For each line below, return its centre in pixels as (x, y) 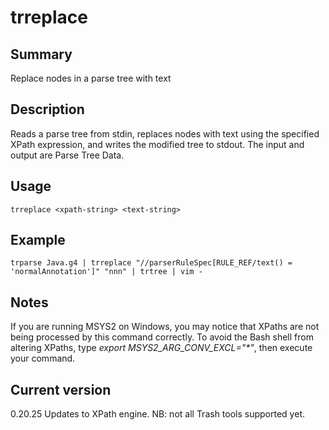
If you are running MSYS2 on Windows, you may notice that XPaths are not (165, 327)
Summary (41, 54)
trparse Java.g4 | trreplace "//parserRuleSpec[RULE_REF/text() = (151, 263)
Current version (61, 389)
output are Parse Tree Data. (67, 155)
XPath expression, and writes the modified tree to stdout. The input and (157, 144)
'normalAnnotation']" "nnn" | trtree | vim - (106, 272)
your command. (43, 358)
